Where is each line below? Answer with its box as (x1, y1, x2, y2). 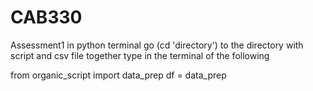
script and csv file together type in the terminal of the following (10, 49, 270, 61)
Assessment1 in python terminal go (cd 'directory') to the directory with (10, 39, 304, 51)
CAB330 (10, 6, 83, 29)
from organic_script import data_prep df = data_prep (10, 69, 227, 81)
